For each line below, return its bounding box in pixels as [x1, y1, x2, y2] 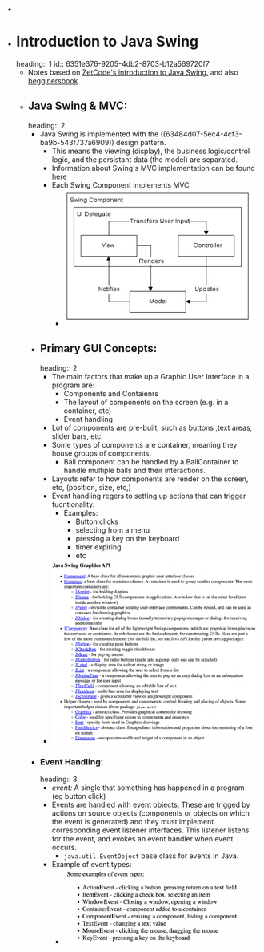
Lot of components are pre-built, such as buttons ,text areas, [51, 423, 253, 432]
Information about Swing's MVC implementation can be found [51, 163, 256, 172]
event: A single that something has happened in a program [51, 783, 245, 792]
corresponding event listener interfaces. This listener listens [51, 825, 250, 835]
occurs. [51, 842, 78, 852]
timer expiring [75, 542, 122, 552]
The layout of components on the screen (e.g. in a [63, 397, 229, 407]
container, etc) [63, 406, 112, 415]
